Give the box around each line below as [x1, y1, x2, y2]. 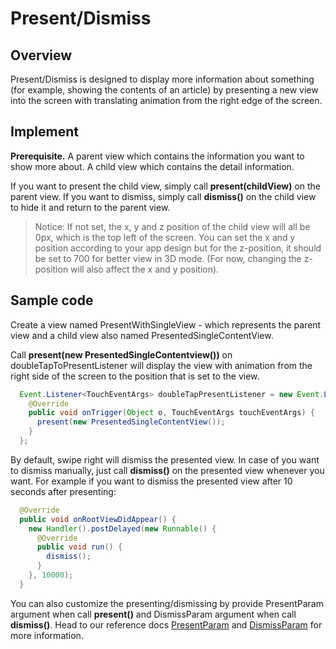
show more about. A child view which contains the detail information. [10, 160, 295, 172]
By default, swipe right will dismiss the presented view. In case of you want [10, 453, 320, 466]
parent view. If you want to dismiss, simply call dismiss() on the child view [10, 190, 317, 202]
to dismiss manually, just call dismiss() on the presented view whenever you [10, 464, 325, 476]
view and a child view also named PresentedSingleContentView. [10, 329, 274, 341]
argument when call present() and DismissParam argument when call [10, 608, 297, 620]
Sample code [10, 292, 94, 309]
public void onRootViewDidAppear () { [19, 514, 177, 524]
